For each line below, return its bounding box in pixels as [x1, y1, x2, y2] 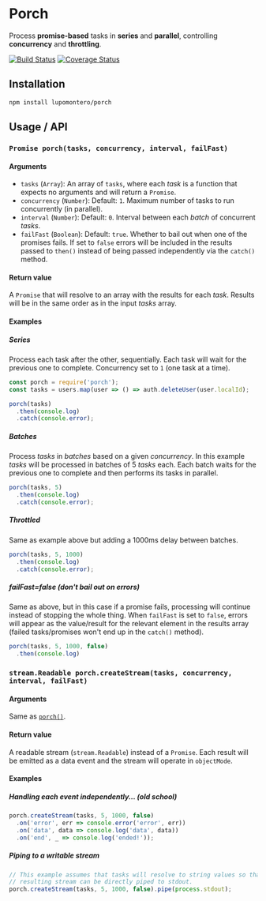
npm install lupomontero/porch [9, 98, 112, 107]
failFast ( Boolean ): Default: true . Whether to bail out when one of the [20, 230, 248, 239]
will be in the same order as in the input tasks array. [9, 298, 177, 308]
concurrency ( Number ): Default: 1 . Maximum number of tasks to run [20, 196, 235, 205]
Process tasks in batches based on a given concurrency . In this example [9, 452, 245, 461]
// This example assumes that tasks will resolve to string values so [9, 870, 246, 879]
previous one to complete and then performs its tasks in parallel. [9, 468, 219, 478]
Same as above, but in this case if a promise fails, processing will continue [9, 602, 251, 612]
